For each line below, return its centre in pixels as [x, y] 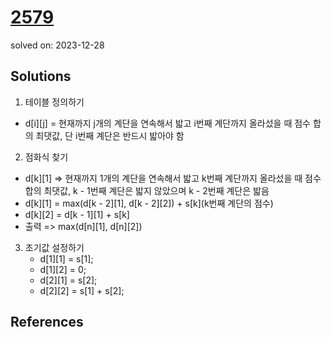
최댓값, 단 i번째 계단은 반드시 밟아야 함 [110, 135]
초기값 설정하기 [54, 247]
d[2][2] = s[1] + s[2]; [82, 290]
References [47, 322]
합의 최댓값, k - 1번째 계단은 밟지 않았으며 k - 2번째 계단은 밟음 [147, 190]
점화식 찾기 [46, 157]
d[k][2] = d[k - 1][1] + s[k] [77, 214]
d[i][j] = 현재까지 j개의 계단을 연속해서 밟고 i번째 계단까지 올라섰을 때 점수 [167, 123]
